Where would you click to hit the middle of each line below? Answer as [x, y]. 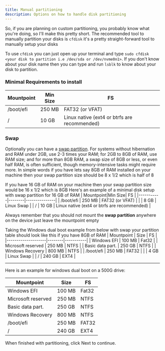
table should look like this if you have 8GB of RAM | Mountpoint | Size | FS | [81, 235]
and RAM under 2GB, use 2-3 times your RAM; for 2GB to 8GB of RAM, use [81, 154]
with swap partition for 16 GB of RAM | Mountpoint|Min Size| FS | [70, 195]
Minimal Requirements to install [43, 82]
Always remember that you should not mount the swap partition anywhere [81, 215]
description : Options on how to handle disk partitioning [66, 14]
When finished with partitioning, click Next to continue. [61, 343]
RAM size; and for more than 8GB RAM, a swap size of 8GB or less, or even [81, 159]
